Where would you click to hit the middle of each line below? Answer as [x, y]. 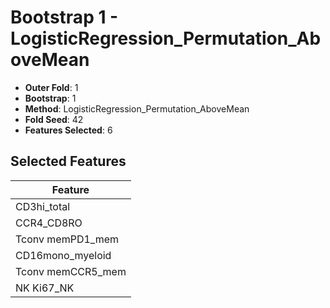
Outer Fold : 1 [51, 87]
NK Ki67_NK [45, 288]
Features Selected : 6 [68, 130]
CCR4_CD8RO [49, 223]
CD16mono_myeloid [63, 255]
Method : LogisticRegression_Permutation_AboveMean [137, 108]
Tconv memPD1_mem [67, 239]
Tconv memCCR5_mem [71, 271]
